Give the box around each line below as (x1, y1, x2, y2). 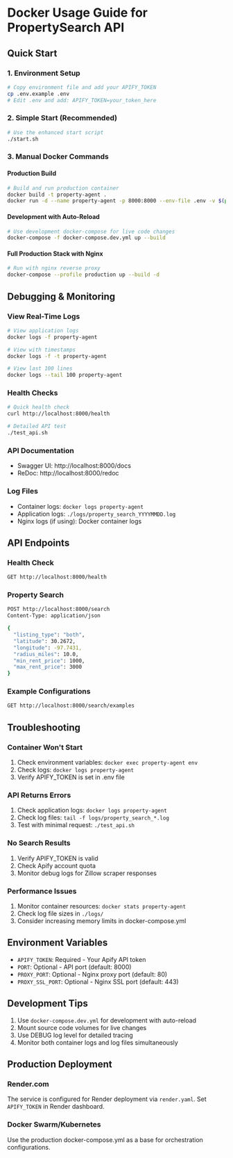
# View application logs (7, 327, 79, 334)
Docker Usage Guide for (7, 5, 148, 21)
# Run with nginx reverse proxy (7, 265, 101, 272)
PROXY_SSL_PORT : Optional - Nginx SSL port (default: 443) (17, 977, 179, 986)
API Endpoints (7, 537, 70, 548)
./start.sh (7, 136, 39, 142)
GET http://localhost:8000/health (7, 573, 107, 581)
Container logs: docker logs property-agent (17, 502, 144, 510)
